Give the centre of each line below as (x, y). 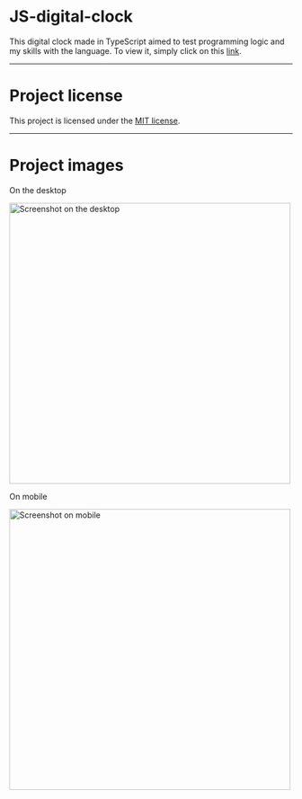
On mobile (28, 496)
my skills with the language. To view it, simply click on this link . (126, 50)
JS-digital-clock (71, 17)
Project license (66, 96)
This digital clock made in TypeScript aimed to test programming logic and (147, 41)
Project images (67, 166)
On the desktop (38, 190)
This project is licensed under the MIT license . (95, 120)
